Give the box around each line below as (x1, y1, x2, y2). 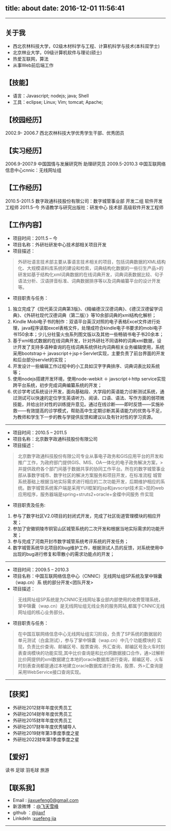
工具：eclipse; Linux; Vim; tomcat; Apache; (12, 99, 103, 105)
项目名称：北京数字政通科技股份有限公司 (12, 436, 98, 442)
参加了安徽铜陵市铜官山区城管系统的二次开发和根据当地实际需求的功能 (12, 525, 160, 531)
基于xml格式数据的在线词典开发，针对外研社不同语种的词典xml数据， (12, 337, 157, 343)
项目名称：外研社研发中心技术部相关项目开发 (12, 241, 107, 247)
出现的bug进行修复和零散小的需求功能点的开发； (12, 551, 115, 557)
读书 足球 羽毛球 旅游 (5, 767, 49, 773)
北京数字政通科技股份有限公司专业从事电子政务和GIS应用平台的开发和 (17, 453, 164, 459)
